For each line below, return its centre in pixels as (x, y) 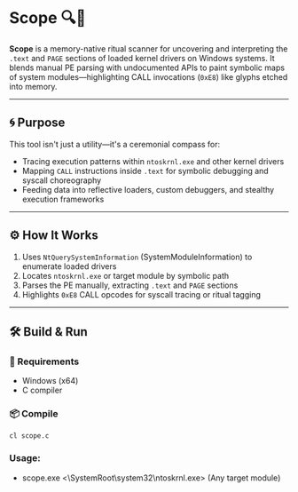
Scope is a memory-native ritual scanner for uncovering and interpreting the (149, 48)
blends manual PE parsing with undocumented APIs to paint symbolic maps (147, 67)
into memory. (33, 86)
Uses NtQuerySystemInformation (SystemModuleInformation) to (137, 257)
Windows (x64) (50, 381)
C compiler (42, 390)
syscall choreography (62, 180)
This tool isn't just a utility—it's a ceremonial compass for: (115, 144)
